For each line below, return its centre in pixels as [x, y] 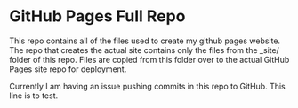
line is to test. [34, 96]
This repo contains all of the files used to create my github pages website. [145, 41]
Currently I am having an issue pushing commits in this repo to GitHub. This [148, 86]
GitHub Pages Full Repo [97, 16]
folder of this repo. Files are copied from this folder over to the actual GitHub [149, 59]
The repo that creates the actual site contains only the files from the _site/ [145, 50]
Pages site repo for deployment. [68, 69]
